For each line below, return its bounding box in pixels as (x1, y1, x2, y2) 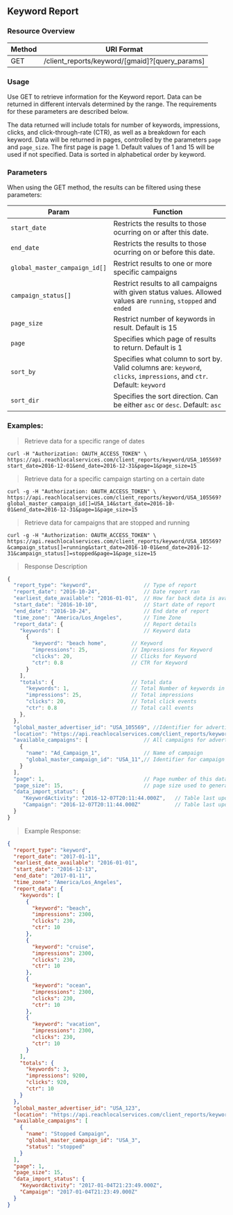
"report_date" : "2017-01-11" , (13, 853, 101, 860)
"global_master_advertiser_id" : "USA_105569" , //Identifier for (13, 724, 203, 731)
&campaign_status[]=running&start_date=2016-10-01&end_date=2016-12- (7, 544, 213, 551)
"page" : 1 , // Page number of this (13, 775, 213, 783)
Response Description (24, 562, 88, 570)
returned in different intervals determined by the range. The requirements (7, 100, 217, 108)
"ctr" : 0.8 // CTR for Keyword (32, 659, 188, 666)
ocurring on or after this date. (113, 228, 209, 237)
